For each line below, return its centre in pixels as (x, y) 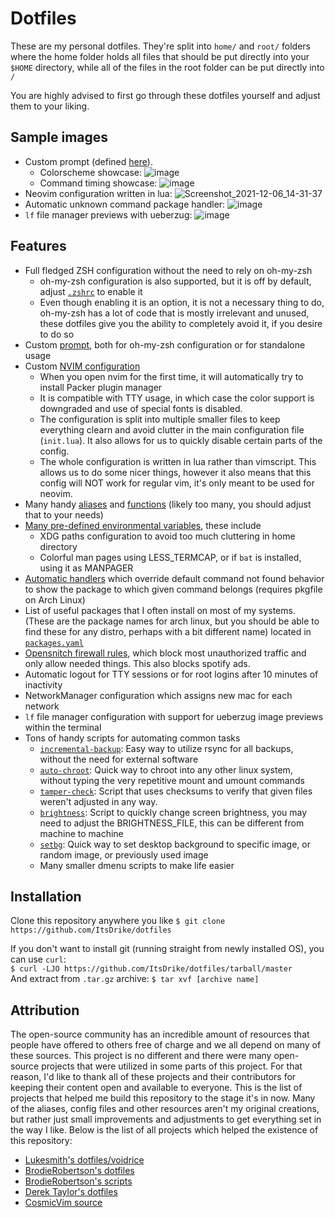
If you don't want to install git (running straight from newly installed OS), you (167, 949)
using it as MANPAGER (86, 568)
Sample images (59, 137)
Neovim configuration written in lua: (98, 193)
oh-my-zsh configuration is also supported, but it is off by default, (175, 281)
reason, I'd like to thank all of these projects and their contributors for (153, 1077)
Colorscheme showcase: (91, 172)
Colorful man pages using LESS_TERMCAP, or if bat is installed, (170, 557)
